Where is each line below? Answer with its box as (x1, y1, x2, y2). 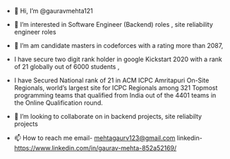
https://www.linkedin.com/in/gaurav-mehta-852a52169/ (13, 144, 177, 152)
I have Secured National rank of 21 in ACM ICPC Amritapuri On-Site (13, 76, 210, 84)
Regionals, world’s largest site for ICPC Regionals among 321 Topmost (13, 84, 218, 91)
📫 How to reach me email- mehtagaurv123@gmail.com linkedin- (13, 134, 202, 142)
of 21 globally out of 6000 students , (13, 63, 120, 70)
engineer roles (13, 28, 56, 36)
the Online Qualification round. (13, 98, 104, 107)
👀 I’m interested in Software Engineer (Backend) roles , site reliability (13, 20, 214, 28)
